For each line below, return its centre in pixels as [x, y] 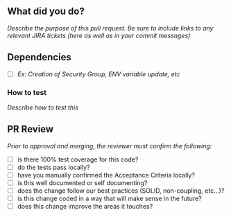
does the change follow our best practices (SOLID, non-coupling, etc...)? [121, 191]
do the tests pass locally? [53, 167]
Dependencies [39, 57]
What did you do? [46, 11]
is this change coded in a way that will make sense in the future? [110, 199]
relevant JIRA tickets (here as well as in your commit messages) [99, 35]
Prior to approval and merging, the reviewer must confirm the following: [110, 146]
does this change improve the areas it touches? [85, 207]
